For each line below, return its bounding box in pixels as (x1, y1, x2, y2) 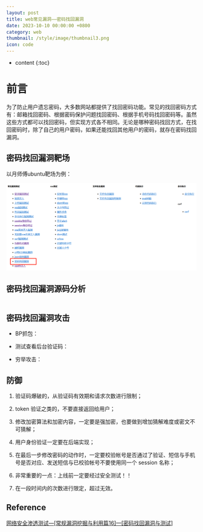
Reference (6, 502, 47, 513)
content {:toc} (14, 59, 50, 66)
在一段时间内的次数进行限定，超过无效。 (14, 485, 116, 491)
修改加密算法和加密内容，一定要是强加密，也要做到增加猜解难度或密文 (14, 418, 190, 425)
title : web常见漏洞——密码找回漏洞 (6, 16, 84, 22)
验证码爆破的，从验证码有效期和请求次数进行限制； (14, 392, 143, 399)
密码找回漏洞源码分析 (6, 283, 86, 294)
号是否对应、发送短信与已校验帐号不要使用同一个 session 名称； (14, 459, 175, 466)
